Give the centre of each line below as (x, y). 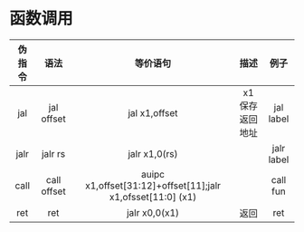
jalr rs (53, 153)
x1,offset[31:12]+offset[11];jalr (153, 185)
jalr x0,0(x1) (152, 212)
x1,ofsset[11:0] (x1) (153, 197)
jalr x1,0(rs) (153, 153)
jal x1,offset (153, 112)
